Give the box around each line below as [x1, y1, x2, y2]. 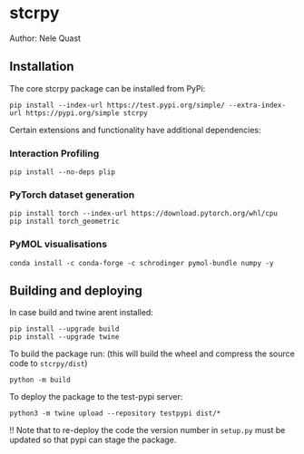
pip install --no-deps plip [9, 168, 116, 177]
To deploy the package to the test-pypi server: [9, 391, 183, 402]
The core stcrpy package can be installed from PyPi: [9, 82, 206, 93]
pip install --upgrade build [9, 324, 120, 333]
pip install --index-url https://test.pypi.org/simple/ [9, 101, 225, 110]
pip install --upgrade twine [9, 333, 120, 342]
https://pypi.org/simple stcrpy [25, 108, 148, 118]
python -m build [9, 375, 71, 385]
